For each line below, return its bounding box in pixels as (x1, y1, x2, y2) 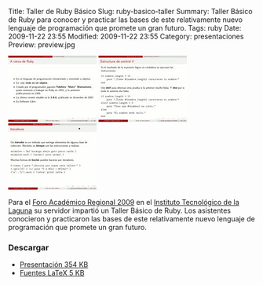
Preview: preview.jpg (8, 40, 76, 49)
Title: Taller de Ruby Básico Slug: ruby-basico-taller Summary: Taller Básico (8, 7, 253, 16)
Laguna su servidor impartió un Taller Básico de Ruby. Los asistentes (8, 206, 232, 215)
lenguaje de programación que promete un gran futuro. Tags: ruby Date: (8, 24, 242, 32)
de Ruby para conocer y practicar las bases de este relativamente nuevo (8, 15, 243, 24)
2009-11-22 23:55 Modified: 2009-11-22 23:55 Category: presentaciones (8, 31, 244, 41)
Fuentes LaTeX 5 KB (19, 269, 85, 278)
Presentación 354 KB (19, 260, 89, 269)
